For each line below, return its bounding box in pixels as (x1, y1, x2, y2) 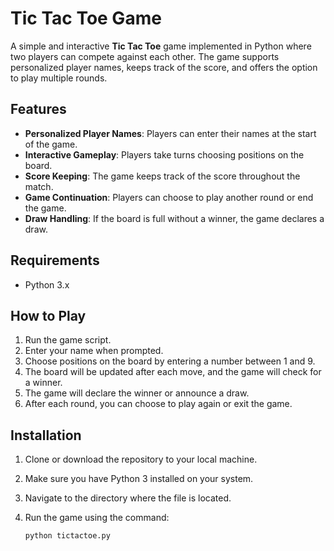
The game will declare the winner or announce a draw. (24, 387, 250, 399)
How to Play (10, 307, 87, 324)
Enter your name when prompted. (24, 345, 164, 357)
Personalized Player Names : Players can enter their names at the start (24, 127, 317, 139)
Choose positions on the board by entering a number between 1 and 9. (24, 355, 316, 367)
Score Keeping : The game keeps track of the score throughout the (24, 170, 301, 182)
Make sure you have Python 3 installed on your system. (24, 473, 254, 485)
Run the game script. (24, 334, 112, 346)
